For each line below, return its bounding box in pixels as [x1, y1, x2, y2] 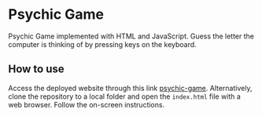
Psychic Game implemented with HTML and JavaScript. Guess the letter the [8, 31, 254, 41]
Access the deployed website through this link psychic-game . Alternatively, [8, 83, 253, 92]
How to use [8, 63, 65, 76]
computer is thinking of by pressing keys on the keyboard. [8, 39, 197, 49]
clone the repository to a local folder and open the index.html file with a [8, 92, 242, 101]
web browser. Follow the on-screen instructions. [8, 100, 165, 109]
